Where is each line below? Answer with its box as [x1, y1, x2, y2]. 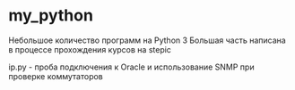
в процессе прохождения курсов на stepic [8, 44, 172, 54]
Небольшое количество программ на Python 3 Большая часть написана [8, 35, 286, 45]
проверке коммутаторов [8, 70, 104, 81]
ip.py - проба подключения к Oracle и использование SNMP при [8, 61, 255, 72]
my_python [8, 5, 93, 26]
